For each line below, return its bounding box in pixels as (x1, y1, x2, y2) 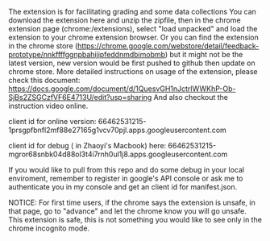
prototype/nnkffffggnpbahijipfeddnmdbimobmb (8, 50, 165, 59)
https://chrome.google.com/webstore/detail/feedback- (77, 41, 260, 51)
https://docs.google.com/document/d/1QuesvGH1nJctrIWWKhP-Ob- (8, 84, 236, 93)
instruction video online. (8, 101, 89, 110)
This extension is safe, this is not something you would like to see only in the (8, 215, 262, 224)
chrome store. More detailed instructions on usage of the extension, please (8, 67, 258, 76)
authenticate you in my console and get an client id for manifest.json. (8, 182, 238, 192)
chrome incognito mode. (8, 223, 90, 233)
